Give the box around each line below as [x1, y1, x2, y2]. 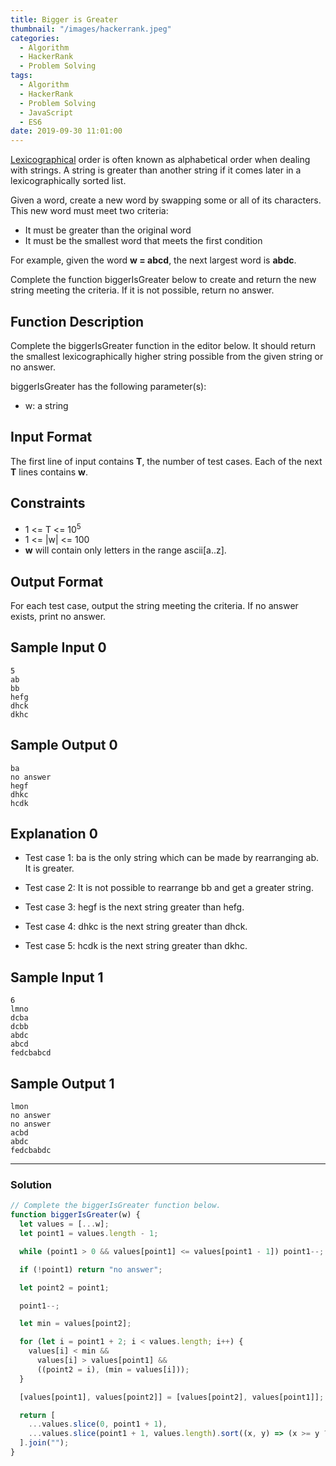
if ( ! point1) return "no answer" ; [19, 1264, 163, 1275]
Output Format [10, 573, 104, 590]
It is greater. [24, 862, 75, 875]
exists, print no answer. [10, 611, 107, 623]
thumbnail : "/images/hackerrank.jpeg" [10, 24, 172, 34]
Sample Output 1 [10, 1075, 115, 1092]
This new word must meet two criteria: [10, 205, 169, 217]
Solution [10, 1178, 53, 1192]
